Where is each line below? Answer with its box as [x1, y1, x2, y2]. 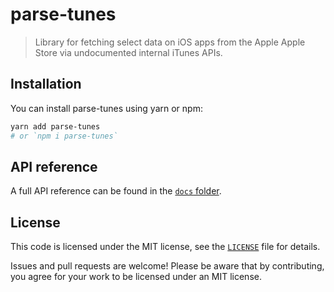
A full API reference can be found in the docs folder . [10, 185, 222, 197]
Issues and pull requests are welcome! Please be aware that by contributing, [10, 260, 325, 272]
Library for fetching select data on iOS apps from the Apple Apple [34, 36, 306, 48]
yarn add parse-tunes [10, 121, 101, 132]
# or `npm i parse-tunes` [10, 131, 118, 141]
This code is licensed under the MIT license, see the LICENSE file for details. [10, 241, 321, 253]
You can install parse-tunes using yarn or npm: [10, 102, 203, 114]
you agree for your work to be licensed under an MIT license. [10, 271, 262, 283]
